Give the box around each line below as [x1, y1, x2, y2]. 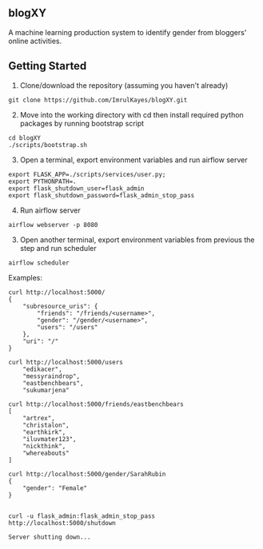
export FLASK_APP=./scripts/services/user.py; [8, 170, 166, 178]
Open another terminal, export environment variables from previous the [19, 235, 255, 245]
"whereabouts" [22, 449, 70, 457]
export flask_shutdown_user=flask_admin [8, 184, 145, 193]
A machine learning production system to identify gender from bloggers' [8, 27, 247, 37]
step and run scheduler [19, 243, 98, 253]
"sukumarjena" [22, 386, 70, 394]
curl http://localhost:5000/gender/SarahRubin [8, 470, 166, 478]
